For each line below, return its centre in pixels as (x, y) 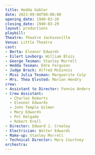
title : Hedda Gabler (27, 10)
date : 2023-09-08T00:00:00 (33, 14)
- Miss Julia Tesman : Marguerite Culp (45, 75)
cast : (11, 47)
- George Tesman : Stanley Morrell (41, 61)
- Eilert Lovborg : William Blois (40, 56)
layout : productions (27, 28)
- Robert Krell (25, 121)
